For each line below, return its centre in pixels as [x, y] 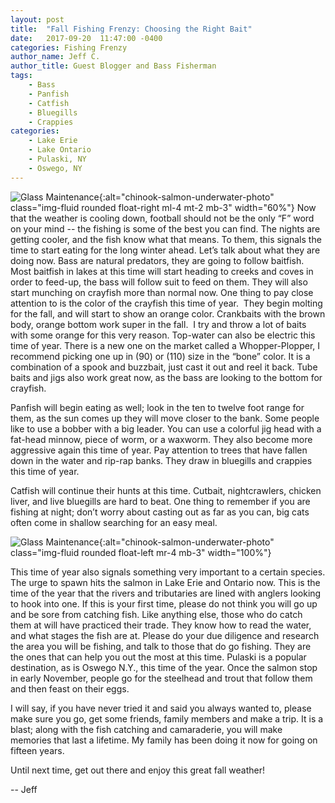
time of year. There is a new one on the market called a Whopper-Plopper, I [165, 345]
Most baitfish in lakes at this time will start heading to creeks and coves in [162, 271]
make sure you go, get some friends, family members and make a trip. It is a [167, 718]
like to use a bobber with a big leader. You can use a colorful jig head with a [166, 428]
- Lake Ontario [60, 150]
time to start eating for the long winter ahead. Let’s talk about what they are [165, 250]
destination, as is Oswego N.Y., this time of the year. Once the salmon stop [164, 667]
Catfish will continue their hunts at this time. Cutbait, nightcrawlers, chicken [166, 490]
